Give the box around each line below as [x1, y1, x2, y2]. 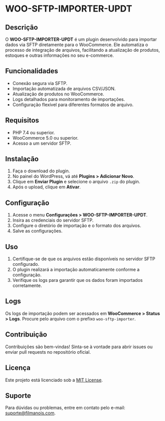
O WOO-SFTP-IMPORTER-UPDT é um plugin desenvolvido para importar [5, 36, 157, 42]
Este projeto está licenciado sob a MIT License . [5, 377, 103, 383]
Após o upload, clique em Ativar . [12, 184, 81, 190]
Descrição [5, 23, 38, 32]
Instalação [5, 155, 39, 163]
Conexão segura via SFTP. [12, 80, 68, 86]
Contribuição [5, 330, 48, 339]
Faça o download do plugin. [12, 168, 70, 174]
